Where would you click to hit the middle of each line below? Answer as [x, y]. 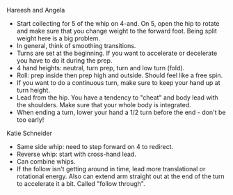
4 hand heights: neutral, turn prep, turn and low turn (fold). [101, 68]
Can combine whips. [46, 162]
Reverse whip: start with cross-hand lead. [76, 154]
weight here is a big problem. [58, 38]
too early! [30, 120]
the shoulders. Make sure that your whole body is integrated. [104, 105]
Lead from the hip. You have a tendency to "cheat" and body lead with [117, 97]
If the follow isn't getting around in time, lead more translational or [111, 169]
